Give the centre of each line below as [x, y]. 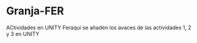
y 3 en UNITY [23, 33]
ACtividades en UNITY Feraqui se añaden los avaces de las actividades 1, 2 [99, 27]
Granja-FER [35, 11]
